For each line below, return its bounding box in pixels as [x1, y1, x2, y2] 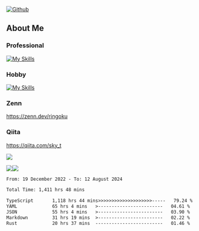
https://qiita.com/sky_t [6, 142, 62, 149]
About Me [6, 23, 44, 33]
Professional [6, 41, 44, 50]
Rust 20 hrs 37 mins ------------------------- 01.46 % [6, 220, 190, 226]
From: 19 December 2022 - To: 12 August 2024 [6, 176, 122, 182]
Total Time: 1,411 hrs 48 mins [6, 187, 85, 193]
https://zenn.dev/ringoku [6, 112, 68, 120]
